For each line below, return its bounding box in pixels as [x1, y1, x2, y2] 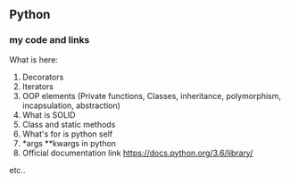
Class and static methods [21, 119, 116, 129]
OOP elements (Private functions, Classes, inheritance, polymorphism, [21, 90, 282, 101]
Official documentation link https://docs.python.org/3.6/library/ [21, 147, 253, 158]
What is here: [9, 54, 58, 65]
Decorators [21, 71, 64, 82]
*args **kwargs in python [21, 137, 117, 148]
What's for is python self [21, 129, 113, 139]
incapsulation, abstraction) [21, 100, 120, 111]
